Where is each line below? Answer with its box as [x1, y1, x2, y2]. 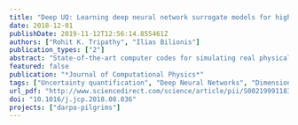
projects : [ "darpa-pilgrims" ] [9, 103, 122, 112]
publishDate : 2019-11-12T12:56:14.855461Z [9, 29, 169, 38]
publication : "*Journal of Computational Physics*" [9, 70, 204, 79]
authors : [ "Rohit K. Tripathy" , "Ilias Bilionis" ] [9, 37, 200, 47]
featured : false [9, 62, 69, 71]
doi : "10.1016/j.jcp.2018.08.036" [9, 94, 137, 104]
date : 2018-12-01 [9, 21, 74, 30]
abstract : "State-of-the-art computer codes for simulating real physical [9, 54, 292, 62]
